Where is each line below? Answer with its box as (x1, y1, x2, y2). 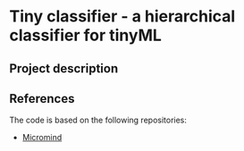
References (9, 91, 75, 106)
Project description (9, 61, 119, 76)
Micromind (21, 132, 63, 143)
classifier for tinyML (9, 25, 163, 46)
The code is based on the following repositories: (9, 114, 188, 126)
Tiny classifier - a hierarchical (9, 6, 236, 27)
